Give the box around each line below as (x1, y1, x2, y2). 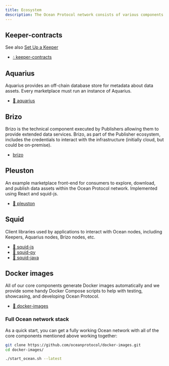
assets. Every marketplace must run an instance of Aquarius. (5, 88, 132, 94)
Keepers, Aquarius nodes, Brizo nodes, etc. (5, 234, 96, 240)
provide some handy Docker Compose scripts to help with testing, (5, 288, 143, 294)
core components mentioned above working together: (5, 333, 118, 339)
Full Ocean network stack (5, 316, 69, 323)
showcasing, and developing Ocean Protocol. (5, 293, 100, 299)
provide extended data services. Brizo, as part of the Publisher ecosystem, (5, 131, 161, 137)
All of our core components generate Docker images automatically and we (5, 282, 160, 289)
